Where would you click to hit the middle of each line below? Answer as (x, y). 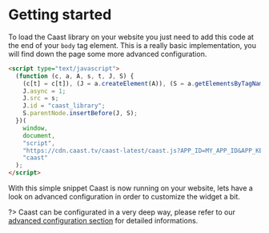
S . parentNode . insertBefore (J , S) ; (80, 114)
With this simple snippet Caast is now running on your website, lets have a (131, 188)
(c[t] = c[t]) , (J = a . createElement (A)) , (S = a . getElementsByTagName (145, 83)
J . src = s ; (41, 98)
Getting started (60, 15)
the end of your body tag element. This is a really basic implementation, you (132, 45)
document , (39, 135)
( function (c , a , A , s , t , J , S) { (75, 76)
